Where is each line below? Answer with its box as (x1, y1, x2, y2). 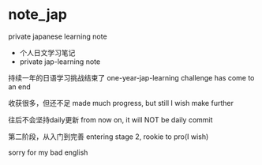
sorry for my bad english (8, 148, 88, 157)
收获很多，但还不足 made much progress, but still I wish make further (8, 98, 234, 107)
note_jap (8, 6, 67, 24)
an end (8, 81, 32, 92)
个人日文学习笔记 (19, 47, 76, 57)
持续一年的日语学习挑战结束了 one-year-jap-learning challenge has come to (8, 73, 255, 82)
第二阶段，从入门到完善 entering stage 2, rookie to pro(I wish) (8, 132, 209, 141)
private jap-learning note (19, 57, 101, 66)
